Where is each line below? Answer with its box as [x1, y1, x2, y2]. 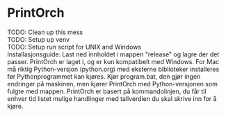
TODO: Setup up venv [7, 35, 70, 43]
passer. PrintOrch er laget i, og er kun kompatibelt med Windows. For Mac [7, 57, 220, 65]
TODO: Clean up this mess [7, 28, 83, 36]
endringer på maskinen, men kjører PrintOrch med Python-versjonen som [7, 79, 218, 88]
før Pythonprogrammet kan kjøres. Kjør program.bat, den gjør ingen [7, 72, 201, 81]
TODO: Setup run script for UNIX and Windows [7, 42, 141, 51]
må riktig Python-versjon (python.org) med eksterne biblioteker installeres [7, 65, 220, 73]
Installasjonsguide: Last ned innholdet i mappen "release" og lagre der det [7, 50, 220, 58]
